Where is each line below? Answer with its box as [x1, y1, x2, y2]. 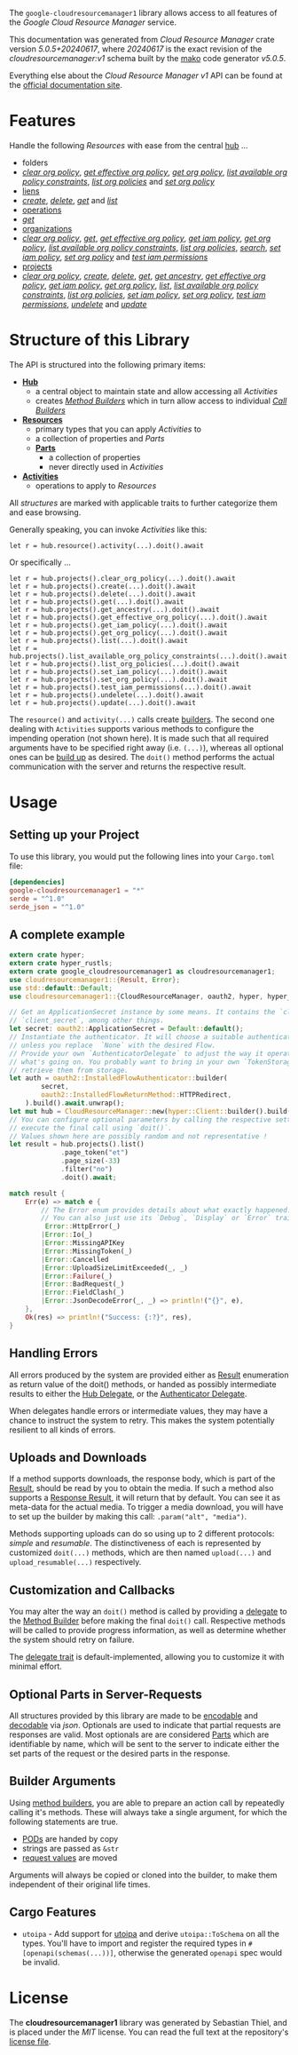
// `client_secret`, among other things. [9, 1016, 165, 1025]
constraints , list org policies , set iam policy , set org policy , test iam [21, 289, 266, 300]
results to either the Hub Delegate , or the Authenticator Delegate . [9, 1388, 247, 1399]
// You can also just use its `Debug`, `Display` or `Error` [41, 1214, 272, 1223]
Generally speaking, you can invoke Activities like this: [9, 524, 208, 535]
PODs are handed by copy [21, 1833, 119, 1844]
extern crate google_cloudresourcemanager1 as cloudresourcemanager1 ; [9, 967, 276, 976]
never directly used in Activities [48, 461, 164, 472]
